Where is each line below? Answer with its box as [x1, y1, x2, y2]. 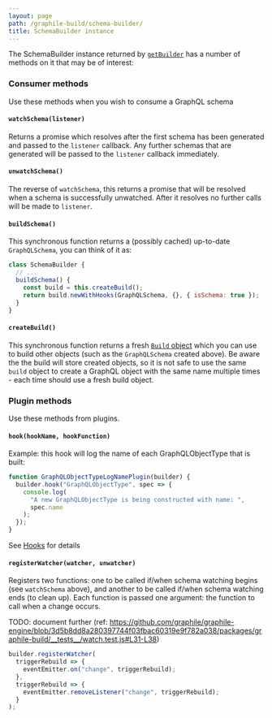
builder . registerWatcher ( [8, 651, 96, 659]
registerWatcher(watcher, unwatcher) [8, 559, 136, 567]
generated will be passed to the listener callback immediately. [8, 149, 219, 158]
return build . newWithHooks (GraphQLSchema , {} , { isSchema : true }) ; [23, 291, 260, 299]
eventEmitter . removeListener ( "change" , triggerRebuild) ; [23, 688, 220, 696]
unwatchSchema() [8, 167, 63, 175]
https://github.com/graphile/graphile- [109, 617, 235, 627]
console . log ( [23, 488, 67, 496]
